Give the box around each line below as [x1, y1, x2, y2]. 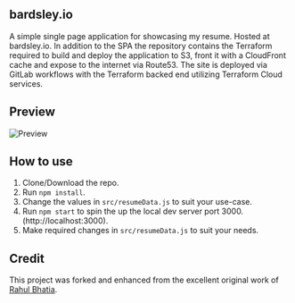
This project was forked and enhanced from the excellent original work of [9, 274, 279, 285]
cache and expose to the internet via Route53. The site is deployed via [9, 59, 267, 70]
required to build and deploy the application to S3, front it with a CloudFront [9, 49, 287, 61]
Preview [9, 105, 56, 120]
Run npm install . [21, 187, 86, 198]
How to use [9, 154, 73, 169]
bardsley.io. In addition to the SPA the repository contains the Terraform [9, 40, 273, 51]
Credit [9, 250, 45, 266]
